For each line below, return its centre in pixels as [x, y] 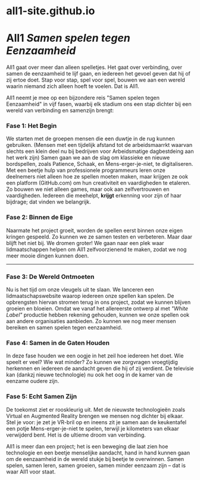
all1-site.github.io [51, 11]
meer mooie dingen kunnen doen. [48, 255]
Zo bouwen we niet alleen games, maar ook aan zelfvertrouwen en [88, 189]
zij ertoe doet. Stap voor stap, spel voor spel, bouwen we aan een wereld [96, 80]
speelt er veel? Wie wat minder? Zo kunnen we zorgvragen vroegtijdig [92, 362]
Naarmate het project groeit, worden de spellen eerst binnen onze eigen [95, 230]
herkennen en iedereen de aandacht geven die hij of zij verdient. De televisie [100, 368]
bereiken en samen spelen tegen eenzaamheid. [64, 328]
